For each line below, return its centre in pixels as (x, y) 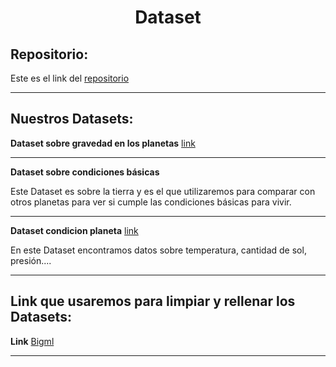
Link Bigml (32, 341)
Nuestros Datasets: (72, 119)
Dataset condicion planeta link (74, 230)
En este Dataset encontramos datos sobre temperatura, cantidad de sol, (158, 250)
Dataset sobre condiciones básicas (85, 172)
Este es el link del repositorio (70, 78)
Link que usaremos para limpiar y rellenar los (153, 301)
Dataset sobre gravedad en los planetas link (103, 143)
